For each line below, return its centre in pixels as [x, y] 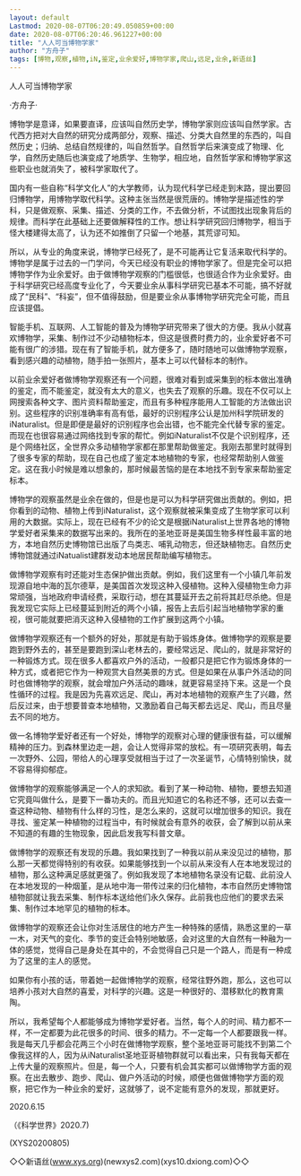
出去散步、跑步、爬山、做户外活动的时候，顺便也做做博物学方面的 [154, 1077]
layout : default [39, 17]
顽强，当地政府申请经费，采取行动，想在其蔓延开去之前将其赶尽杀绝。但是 [154, 597]
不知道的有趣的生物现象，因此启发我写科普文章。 [99, 833]
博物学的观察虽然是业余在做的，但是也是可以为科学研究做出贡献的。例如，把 [150, 499]
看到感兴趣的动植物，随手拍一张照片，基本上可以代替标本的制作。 [131, 360]
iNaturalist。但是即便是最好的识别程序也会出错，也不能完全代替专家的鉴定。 [150, 424]
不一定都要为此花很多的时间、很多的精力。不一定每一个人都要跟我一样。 [158, 1033]
